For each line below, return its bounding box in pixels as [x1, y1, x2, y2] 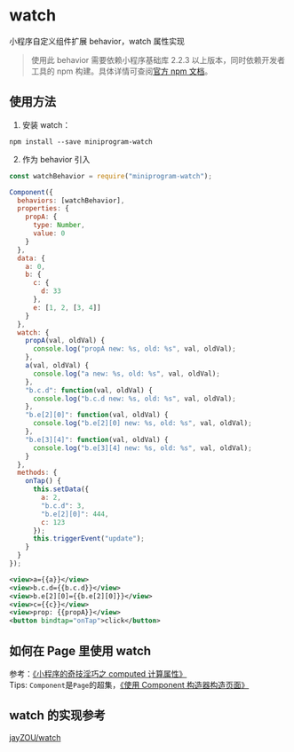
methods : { [17, 468, 58, 478]
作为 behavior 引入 [21, 154, 91, 164]
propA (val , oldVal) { [25, 336, 105, 345]
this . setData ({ [32, 485, 90, 494]
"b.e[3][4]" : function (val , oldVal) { [25, 435, 169, 444]
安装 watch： [21, 119, 71, 130]
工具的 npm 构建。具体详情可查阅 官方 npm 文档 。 [30, 66, 213, 76]
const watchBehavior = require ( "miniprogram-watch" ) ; [9, 171, 213, 180]
